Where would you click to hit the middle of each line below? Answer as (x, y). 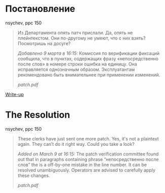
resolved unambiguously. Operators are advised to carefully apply (87, 170)
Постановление (40, 9)
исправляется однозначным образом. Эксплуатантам (76, 69)
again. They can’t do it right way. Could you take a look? (76, 144)
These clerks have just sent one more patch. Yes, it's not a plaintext (88, 139)
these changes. (34, 175)
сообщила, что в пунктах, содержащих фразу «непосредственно (88, 58)
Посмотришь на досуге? (44, 43)
